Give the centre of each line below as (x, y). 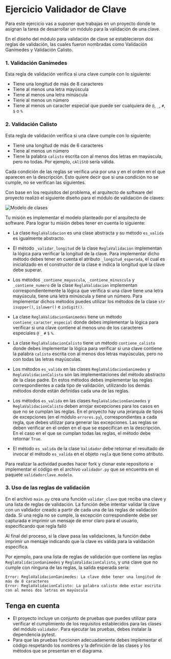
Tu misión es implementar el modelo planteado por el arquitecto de (76, 217)
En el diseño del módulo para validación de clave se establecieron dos (79, 39)
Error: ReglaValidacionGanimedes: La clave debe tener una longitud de (83, 577)
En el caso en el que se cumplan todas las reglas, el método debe (82, 433)
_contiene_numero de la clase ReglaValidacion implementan (75, 285)
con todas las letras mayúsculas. (47, 359)
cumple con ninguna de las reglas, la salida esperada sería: (68, 567)
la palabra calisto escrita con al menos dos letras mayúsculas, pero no (88, 354)
